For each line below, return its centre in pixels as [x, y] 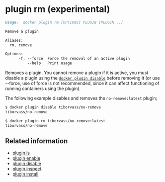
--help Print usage [49, 63]
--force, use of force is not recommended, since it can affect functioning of [82, 84]
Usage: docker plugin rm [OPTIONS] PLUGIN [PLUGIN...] [64, 22]
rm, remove [21, 45]
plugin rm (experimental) [58, 9]
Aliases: [14, 40]
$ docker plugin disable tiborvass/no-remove [53, 107]
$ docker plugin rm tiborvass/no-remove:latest [55, 121]
